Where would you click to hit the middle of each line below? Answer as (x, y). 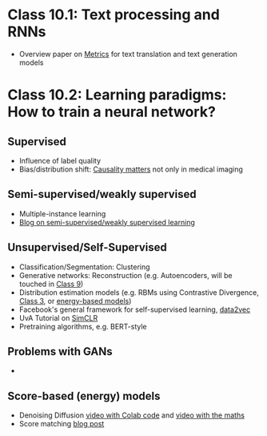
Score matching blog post (62, 424)
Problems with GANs (60, 351)
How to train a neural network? (112, 112)
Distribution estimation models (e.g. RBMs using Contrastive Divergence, (139, 292)
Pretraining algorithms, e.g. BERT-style (83, 326)
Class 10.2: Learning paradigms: (117, 95)
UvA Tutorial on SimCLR (58, 317)
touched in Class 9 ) (51, 284)
